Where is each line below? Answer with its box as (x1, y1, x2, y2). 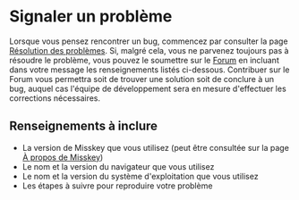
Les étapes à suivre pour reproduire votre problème (21, 180, 213, 191)
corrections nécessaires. (9, 92, 101, 104)
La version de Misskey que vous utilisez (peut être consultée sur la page (21, 142, 289, 153)
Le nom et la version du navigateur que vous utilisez (21, 161, 215, 171)
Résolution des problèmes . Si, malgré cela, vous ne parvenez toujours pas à (9, 45, 289, 55)
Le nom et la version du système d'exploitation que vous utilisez (21, 171, 259, 181)
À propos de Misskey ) (21, 152, 104, 162)
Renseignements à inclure (9, 119, 158, 134)
